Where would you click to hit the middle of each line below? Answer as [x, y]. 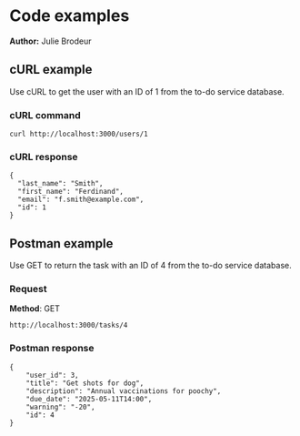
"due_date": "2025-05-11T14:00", [89, 399]
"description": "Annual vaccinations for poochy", [124, 391]
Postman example [61, 243]
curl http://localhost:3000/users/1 [79, 134]
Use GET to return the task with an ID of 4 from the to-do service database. [151, 266]
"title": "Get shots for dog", [85, 383]
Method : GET [35, 309]
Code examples [70, 16]
